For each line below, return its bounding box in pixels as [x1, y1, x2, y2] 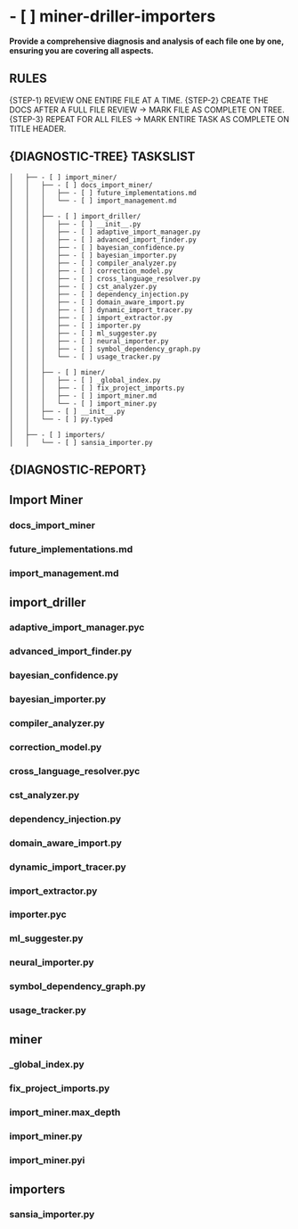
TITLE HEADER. [9, 123, 67, 134]
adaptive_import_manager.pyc [9, 622, 145, 634]
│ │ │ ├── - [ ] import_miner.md [9, 391, 157, 400]
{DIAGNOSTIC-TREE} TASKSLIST [9, 149, 196, 164]
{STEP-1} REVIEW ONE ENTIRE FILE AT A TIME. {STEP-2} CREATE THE [9, 95, 269, 105]
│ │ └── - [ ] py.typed [9, 415, 114, 424]
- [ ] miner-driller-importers [9, 6, 216, 27]
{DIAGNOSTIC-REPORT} [9, 462, 147, 477]
